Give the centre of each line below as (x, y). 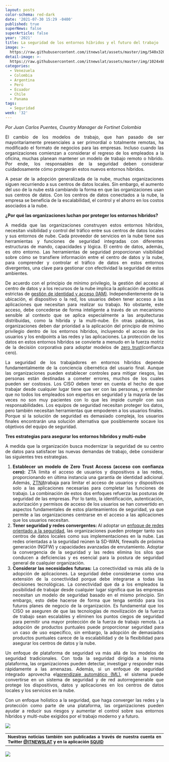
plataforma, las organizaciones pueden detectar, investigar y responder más (84, 663)
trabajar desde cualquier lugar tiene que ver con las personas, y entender (84, 389)
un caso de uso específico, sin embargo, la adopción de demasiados (88, 632)
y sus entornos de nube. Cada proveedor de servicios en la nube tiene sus (84, 236)
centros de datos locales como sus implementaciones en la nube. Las (88, 536)
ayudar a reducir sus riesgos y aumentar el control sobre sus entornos (84, 711)
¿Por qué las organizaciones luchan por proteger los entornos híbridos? (82, 215)
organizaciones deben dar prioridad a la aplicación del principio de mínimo (84, 326)
